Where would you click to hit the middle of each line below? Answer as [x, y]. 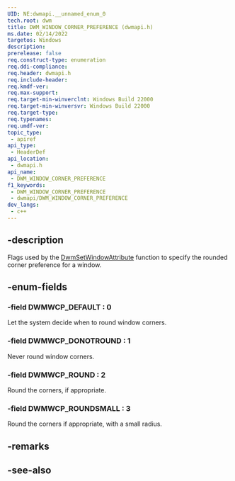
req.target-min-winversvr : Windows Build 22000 [79, 106]
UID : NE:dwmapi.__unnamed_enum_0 [57, 14]
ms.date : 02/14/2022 [38, 34]
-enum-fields [37, 287]
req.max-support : [33, 93]
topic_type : [25, 132]
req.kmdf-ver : [28, 86]
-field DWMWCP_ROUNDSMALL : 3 [69, 408]
